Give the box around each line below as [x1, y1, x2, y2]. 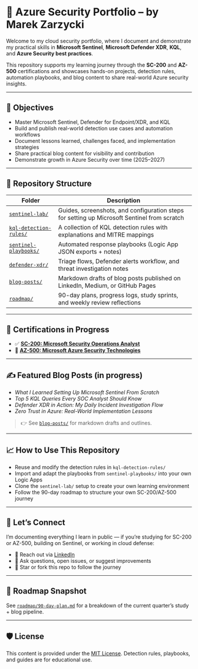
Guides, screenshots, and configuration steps [58, 206, 184, 214]
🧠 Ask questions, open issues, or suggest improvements [14, 557, 151, 564]
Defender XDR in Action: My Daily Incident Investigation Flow [14, 401, 164, 409]
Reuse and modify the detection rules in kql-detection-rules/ [14, 464, 166, 471]
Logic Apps [14, 476, 43, 483]
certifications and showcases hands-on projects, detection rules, [17, 67, 176, 74]
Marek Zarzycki [6, 18, 84, 31]
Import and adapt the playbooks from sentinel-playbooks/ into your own [14, 470, 192, 477]
